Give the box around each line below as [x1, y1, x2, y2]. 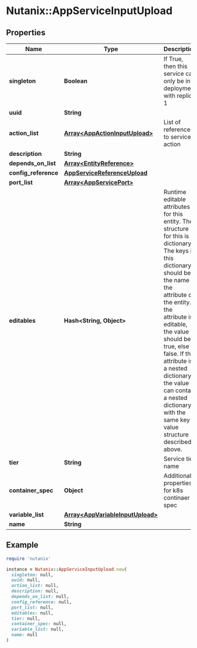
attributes [163, 203, 191, 211]
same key [163, 416, 191, 424]
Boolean [64, 77, 88, 85]
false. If [163, 350, 184, 358]
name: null [11, 632, 38, 638]
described [163, 438, 192, 446]
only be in [163, 77, 191, 85]
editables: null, [11, 610, 54, 616]
